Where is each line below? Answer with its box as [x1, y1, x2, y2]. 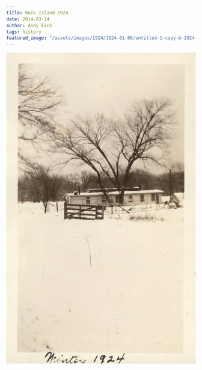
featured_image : [6, 35, 47, 42]
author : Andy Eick [6, 22, 52, 28]
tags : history [6, 29, 42, 35]
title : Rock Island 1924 [6, 10, 69, 16]
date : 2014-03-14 [6, 16, 50, 22]
